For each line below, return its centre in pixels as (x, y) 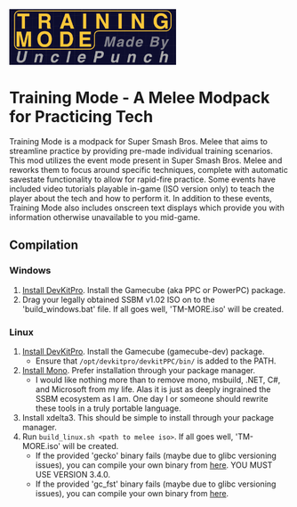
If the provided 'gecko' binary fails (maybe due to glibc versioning (156, 456)
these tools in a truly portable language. (108, 408)
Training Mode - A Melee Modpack (140, 98)
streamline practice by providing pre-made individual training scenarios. (141, 151)
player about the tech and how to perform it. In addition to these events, (141, 199)
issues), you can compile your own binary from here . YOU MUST (154, 465)
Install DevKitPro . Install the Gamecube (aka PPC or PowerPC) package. (154, 290)
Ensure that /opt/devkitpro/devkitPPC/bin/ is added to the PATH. (156, 361)
